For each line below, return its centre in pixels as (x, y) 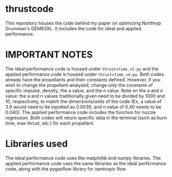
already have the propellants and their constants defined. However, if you (83, 79)
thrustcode (30, 9)
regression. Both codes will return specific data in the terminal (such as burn (86, 118)
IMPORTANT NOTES (49, 55)
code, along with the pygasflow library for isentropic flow (66, 169)
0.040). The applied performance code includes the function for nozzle (81, 112)
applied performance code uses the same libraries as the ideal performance (86, 163)
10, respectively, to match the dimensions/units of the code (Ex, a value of (83, 101)
